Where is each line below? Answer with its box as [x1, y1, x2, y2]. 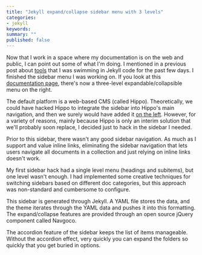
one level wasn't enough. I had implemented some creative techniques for [6, 173, 191, 180]
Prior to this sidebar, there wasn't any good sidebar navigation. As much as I [6, 135, 197, 143]
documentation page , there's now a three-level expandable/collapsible [6, 80, 183, 87]
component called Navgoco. [6, 217, 77, 224]
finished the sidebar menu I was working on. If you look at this [6, 73, 161, 80]
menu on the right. [6, 86, 53, 93]
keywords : [6, 25, 31, 32]
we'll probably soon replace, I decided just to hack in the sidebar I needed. [6, 124, 192, 131]
